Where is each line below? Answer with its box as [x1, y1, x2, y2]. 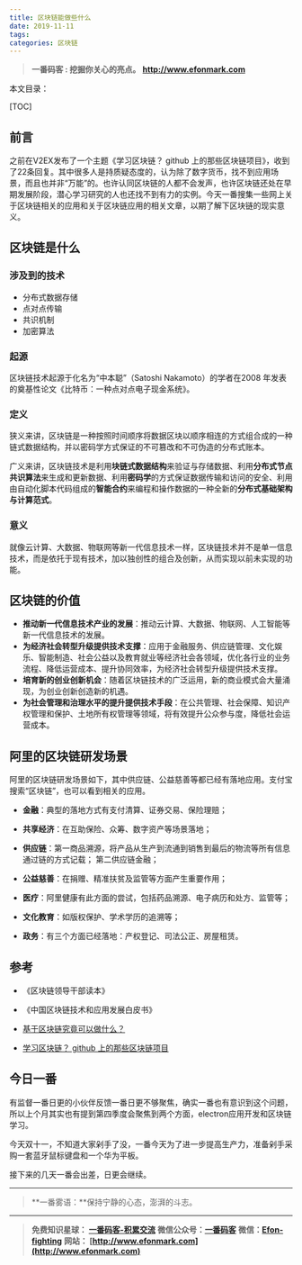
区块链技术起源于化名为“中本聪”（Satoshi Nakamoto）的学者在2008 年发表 [9, 373, 288, 384]
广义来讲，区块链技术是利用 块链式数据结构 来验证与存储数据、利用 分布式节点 [9, 461, 293, 472]
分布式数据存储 [22, 292, 78, 303]
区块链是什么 [9, 240, 81, 256]
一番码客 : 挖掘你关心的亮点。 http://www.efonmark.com [31, 64, 245, 75]
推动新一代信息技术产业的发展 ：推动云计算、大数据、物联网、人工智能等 [22, 619, 290, 629]
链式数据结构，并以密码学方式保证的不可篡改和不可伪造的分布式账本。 [9, 442, 270, 453]
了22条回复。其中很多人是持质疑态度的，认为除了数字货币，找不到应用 [9, 167, 271, 177]
